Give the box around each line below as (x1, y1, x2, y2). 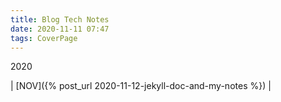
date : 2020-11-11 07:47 (10, 24, 110, 34)
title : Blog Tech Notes (10, 14, 110, 25)
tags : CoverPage (10, 33, 78, 43)
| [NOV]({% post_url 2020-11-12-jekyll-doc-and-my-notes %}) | (10, 80, 272, 92)
